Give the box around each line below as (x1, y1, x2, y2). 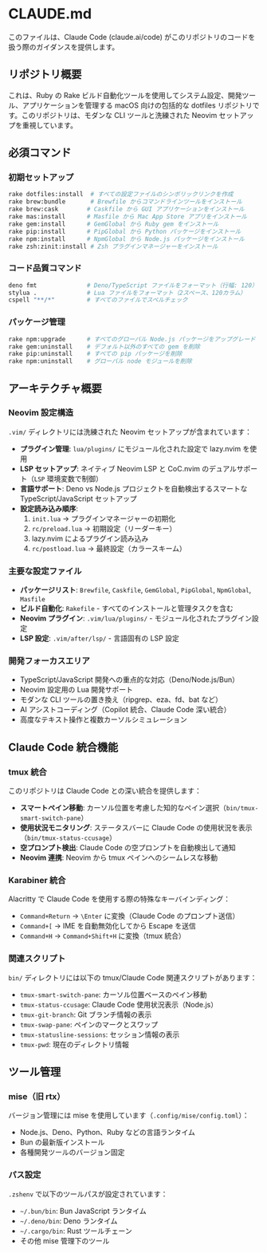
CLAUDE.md (8, 5, 92, 23)
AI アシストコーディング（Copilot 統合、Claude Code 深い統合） (19, 705, 231, 715)
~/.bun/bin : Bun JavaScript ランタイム (19, 1206, 147, 1216)
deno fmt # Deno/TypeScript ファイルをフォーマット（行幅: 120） (8, 281, 258, 290)
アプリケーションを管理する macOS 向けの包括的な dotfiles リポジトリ (22, 100, 253, 110)
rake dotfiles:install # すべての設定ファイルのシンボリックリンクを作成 (8, 191, 234, 199)
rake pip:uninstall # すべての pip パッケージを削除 (8, 350, 183, 358)
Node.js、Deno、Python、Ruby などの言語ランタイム (19, 1128, 195, 1137)
